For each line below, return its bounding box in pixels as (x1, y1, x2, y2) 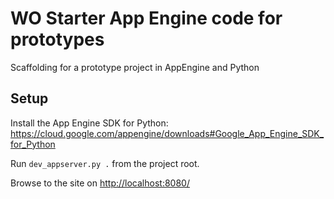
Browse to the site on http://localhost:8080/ (10, 177, 190, 189)
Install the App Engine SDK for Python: (10, 117, 169, 129)
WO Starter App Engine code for (10, 7, 283, 30)
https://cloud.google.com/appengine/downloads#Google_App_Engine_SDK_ (10, 127, 325, 139)
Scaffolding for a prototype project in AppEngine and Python (10, 61, 260, 73)
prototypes (10, 28, 105, 51)
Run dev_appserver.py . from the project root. (10, 157, 200, 169)
